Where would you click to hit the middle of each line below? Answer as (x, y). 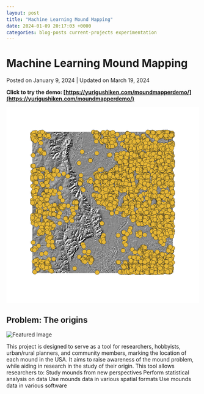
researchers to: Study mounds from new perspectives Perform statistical (98, 373)
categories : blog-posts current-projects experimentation (82, 32)
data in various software (37, 385)
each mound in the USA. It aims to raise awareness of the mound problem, (100, 360)
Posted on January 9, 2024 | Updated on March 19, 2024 (78, 80)
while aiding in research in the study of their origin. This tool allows (91, 366)
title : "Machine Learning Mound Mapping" (60, 19)
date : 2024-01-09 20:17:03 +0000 (49, 26)
